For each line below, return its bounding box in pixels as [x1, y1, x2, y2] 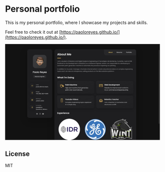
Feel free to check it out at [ [5, 29, 61, 35]
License [5, 150, 30, 158]
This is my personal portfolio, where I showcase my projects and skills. [5, 20, 148, 25]
